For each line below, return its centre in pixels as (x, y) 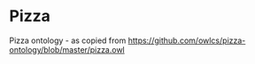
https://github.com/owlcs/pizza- (187, 40)
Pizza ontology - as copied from (68, 40)
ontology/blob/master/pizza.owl (67, 49)
